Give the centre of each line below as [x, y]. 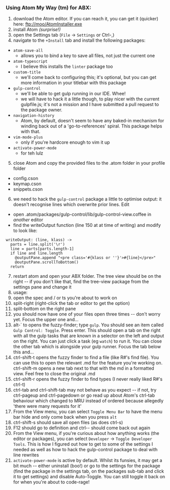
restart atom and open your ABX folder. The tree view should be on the [87, 276]
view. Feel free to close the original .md [54, 374]
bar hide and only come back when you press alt [65, 417]
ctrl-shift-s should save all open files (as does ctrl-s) [68, 423]
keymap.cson [27, 184]
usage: [20, 293]
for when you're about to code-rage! [51, 482]
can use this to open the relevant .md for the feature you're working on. [88, 363]
